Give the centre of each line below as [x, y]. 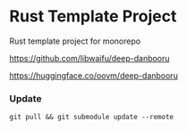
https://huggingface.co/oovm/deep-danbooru [94, 75]
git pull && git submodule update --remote [92, 118]
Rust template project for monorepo [75, 41]
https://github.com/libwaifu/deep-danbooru [89, 58]
